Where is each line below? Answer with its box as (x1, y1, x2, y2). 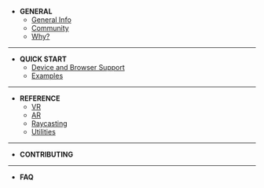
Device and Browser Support (31, 63, 126, 72)
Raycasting (31, 119, 68, 128)
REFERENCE (19, 94, 60, 103)
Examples (31, 71, 64, 80)
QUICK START (19, 54, 67, 64)
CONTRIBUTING (19, 149, 74, 159)
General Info (31, 15, 72, 24)
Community (31, 24, 69, 32)
